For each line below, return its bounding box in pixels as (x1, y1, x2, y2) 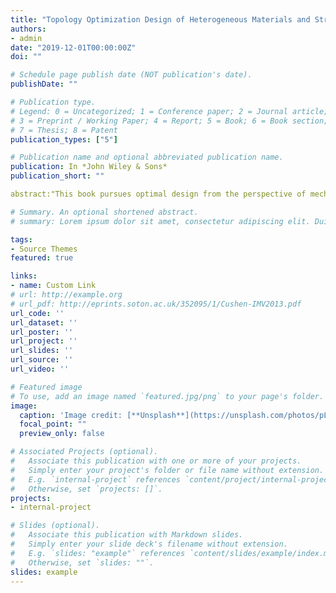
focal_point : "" (19, 419, 87, 430)
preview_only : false (19, 429, 105, 439)
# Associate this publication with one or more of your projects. (10, 456, 302, 466)
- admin (10, 33, 43, 43)
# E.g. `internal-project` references (10, 474, 182, 485)
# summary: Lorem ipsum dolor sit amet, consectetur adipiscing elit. (10, 216, 311, 226)
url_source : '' (10, 355, 74, 365)
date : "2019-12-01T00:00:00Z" (10, 42, 137, 53)
